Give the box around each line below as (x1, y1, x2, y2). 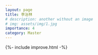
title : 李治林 (5, 12, 33, 17)
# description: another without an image (5, 16, 93, 21)
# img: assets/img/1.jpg (5, 21, 57, 26)
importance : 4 (5, 26, 35, 31)
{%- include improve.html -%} (5, 44, 68, 50)
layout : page (5, 7, 33, 12)
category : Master (5, 30, 42, 35)
